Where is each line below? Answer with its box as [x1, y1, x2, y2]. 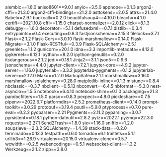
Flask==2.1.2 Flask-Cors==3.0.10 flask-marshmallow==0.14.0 [5, 36, 130, 42]
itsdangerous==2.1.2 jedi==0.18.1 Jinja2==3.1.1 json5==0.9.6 [5, 57, 128, 62]
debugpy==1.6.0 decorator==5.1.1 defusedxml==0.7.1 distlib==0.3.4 [5, 25, 143, 31]
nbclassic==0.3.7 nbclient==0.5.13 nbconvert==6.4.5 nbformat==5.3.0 [5, 83, 150, 89]
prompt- [142, 99, 160, 105]
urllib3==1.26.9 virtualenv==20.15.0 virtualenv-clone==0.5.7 [5, 136, 128, 142]
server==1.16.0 [5, 67, 35, 73]
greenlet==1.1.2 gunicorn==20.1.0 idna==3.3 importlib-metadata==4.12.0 [5, 47, 154, 52]
